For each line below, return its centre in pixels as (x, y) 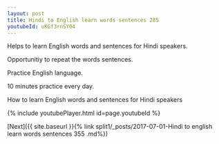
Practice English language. (45, 73)
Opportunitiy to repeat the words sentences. (70, 60)
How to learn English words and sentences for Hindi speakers (95, 100)
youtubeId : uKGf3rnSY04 (41, 26)
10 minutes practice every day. (51, 87)
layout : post (26, 13)
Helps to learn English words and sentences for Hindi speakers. (97, 46)
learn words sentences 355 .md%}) (58, 134)
